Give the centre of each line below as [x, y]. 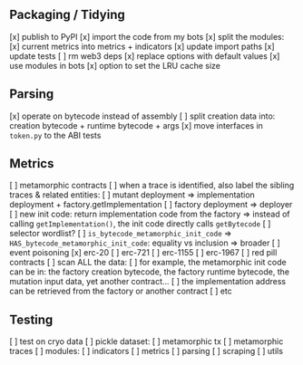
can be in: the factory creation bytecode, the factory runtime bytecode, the [150, 272]
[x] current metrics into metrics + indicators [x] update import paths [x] [142, 46]
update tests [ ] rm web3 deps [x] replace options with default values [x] [145, 56]
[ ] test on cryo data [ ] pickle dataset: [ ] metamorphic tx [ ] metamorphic [147, 341]
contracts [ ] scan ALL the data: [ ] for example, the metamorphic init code [148, 263]
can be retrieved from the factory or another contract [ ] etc [121, 291]
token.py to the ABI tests [55, 135]
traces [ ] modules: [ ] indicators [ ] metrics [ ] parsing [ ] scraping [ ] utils [147, 351]
